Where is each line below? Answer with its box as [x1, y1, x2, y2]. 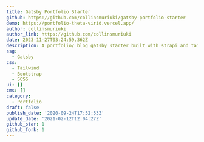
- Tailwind [12, 65, 39, 71]
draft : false [6, 104, 39, 111]
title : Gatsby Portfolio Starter [6, 8, 91, 15]
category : [6, 93, 32, 99]
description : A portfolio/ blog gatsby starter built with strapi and [6, 43, 189, 49]
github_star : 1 [6, 121, 45, 127]
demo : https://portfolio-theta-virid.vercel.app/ [6, 20, 135, 26]
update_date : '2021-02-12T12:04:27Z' [6, 115, 102, 121]
